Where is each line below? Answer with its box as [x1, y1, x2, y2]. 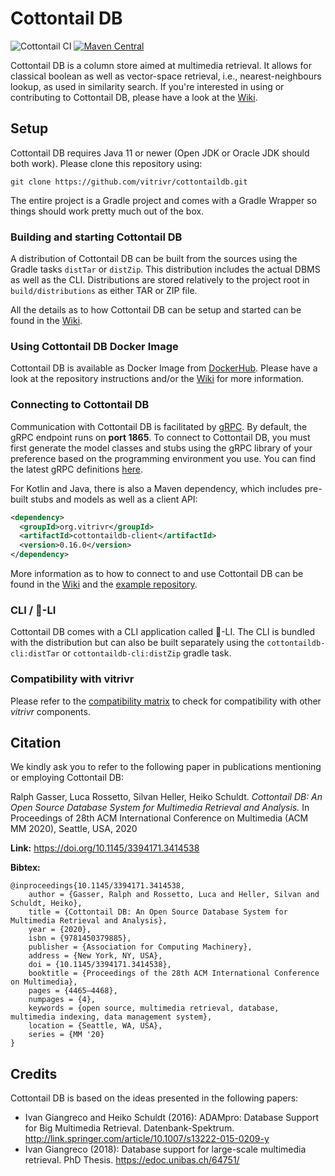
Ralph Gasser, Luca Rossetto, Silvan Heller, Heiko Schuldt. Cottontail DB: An [10, 791, 323, 803]
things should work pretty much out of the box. [10, 205, 205, 217]
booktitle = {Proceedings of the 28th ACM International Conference [28, 968, 320, 979]
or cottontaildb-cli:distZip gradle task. [61, 647, 232, 659]
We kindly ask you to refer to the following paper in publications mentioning [10, 761, 322, 773]
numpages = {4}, [28, 995, 97, 1005]
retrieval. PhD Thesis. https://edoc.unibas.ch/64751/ [24, 1154, 240, 1166]
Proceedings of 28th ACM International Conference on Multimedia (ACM [10, 812, 309, 824]
